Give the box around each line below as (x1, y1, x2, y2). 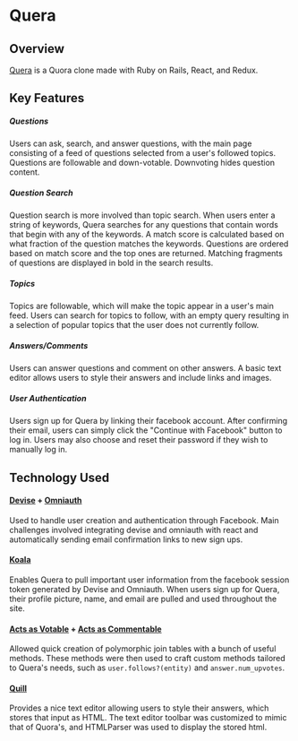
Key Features (9, 90, 85, 106)
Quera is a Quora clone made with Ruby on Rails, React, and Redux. (9, 65, 259, 75)
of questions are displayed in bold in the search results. (9, 257, 214, 269)
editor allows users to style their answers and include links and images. (9, 373, 272, 383)
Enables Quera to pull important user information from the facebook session (9, 574, 290, 585)
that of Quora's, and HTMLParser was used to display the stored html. (9, 722, 268, 733)
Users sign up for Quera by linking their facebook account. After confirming (9, 416, 288, 427)
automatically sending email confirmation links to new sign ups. (9, 534, 243, 545)
